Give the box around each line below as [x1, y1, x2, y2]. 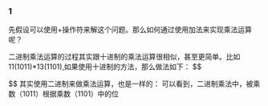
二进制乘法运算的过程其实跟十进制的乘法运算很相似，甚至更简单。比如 [8, 52, 241, 62]
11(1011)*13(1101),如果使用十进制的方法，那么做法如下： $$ [8, 62, 202, 71]
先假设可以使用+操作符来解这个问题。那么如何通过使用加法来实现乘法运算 [8, 25, 253, 35]
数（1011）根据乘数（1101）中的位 [8, 89, 119, 99]
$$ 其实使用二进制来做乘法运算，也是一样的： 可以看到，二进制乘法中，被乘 [8, 79, 261, 89]
